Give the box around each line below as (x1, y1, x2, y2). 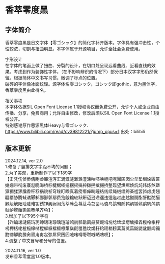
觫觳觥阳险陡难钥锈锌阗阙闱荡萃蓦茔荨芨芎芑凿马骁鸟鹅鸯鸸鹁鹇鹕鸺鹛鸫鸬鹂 (5, 200, 160, 206)
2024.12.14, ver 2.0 (5, 157, 43, 163)
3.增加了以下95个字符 (5, 213, 49, 219)
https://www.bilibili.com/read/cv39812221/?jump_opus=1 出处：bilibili (5, 129, 145, 134)
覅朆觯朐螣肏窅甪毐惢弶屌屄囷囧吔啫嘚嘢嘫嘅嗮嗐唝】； (5, 231, 115, 237)
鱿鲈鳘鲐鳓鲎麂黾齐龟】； (5, 207, 55, 213)
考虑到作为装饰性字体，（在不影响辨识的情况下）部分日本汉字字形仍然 (13, 69, 154, 75)
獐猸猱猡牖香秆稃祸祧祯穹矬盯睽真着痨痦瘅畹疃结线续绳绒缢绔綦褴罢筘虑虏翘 (5, 188, 160, 194)
